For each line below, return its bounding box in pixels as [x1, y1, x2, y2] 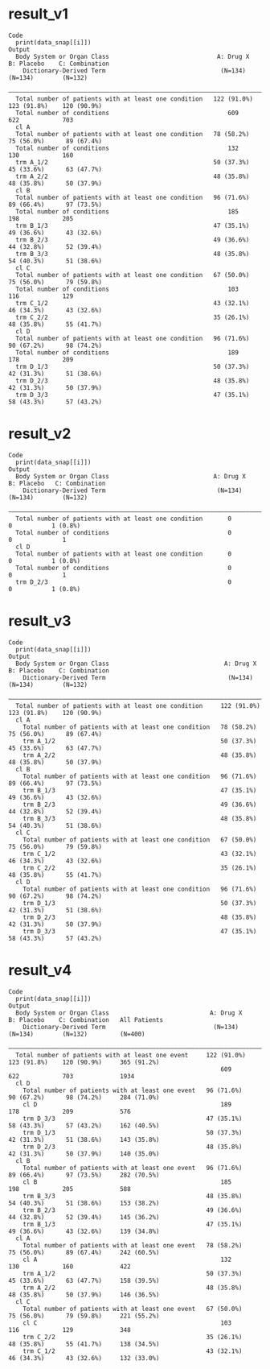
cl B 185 [22, 1177, 231, 1186]
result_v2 [8, 424, 72, 443]
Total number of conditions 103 [15, 285, 239, 293]
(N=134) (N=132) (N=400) [8, 1030, 146, 1038]
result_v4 [8, 962, 72, 979]
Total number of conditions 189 [15, 348, 239, 357]
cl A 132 [22, 1255, 231, 1264]
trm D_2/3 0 [15, 577, 231, 586]
